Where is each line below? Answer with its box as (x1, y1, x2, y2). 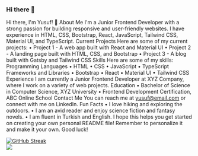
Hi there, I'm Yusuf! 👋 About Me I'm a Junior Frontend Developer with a (6, 19, 180, 26)
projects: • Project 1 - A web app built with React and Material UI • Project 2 (6, 44, 191, 51)
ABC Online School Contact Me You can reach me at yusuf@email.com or (6, 94, 186, 101)
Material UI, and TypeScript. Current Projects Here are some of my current (6, 38, 188, 45)
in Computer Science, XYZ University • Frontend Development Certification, (6, 88, 191, 95)
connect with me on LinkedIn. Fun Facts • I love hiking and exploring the (6, 101, 183, 108)
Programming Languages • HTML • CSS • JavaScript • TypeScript (6, 63, 169, 70)
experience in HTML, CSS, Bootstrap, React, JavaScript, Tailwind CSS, (6, 31, 178, 39)
